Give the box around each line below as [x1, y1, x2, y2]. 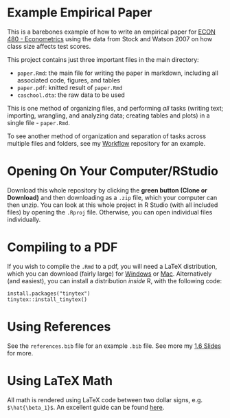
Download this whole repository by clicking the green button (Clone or [7, 186, 207, 194]
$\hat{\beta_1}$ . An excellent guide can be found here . [7, 403, 165, 411]
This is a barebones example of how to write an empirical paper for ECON [7, 27, 216, 36]
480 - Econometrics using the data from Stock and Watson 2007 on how [7, 34, 213, 43]
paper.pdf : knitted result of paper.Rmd [16, 83, 123, 91]
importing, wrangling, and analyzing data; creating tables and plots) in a [7, 111, 211, 120]
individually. [7, 215, 41, 223]
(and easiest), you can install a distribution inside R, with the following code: [7, 276, 222, 285]
